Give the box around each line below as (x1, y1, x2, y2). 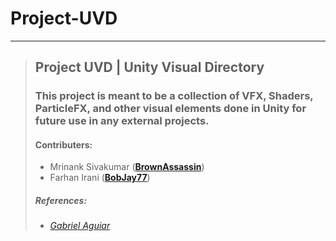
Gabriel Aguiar (49, 220, 111, 232)
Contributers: (34, 138, 93, 151)
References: (34, 195, 88, 207)
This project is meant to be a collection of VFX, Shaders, (34, 89, 314, 103)
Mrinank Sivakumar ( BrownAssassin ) (49, 161, 205, 173)
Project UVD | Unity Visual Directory (34, 59, 265, 76)
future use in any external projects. (34, 114, 210, 128)
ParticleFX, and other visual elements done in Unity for (34, 102, 307, 116)
